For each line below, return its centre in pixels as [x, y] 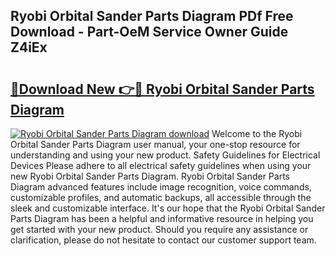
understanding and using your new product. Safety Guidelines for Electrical [165, 155]
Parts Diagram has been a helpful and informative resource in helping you [162, 218]
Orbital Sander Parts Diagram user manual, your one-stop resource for [155, 144]
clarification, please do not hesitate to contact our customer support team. [163, 240]
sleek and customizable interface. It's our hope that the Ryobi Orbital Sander [168, 208]
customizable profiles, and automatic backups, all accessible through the [161, 197]
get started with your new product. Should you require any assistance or [159, 229]
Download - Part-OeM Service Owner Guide [149, 32]
